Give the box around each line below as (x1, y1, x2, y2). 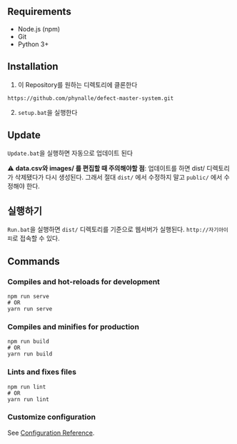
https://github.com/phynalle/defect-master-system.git (7, 94, 174, 102)
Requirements (7, 6, 71, 18)
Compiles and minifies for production (7, 321, 139, 331)
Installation (7, 61, 59, 73)
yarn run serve (7, 305, 53, 313)
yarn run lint (7, 395, 50, 403)
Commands (7, 255, 61, 267)
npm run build (7, 338, 50, 345)
